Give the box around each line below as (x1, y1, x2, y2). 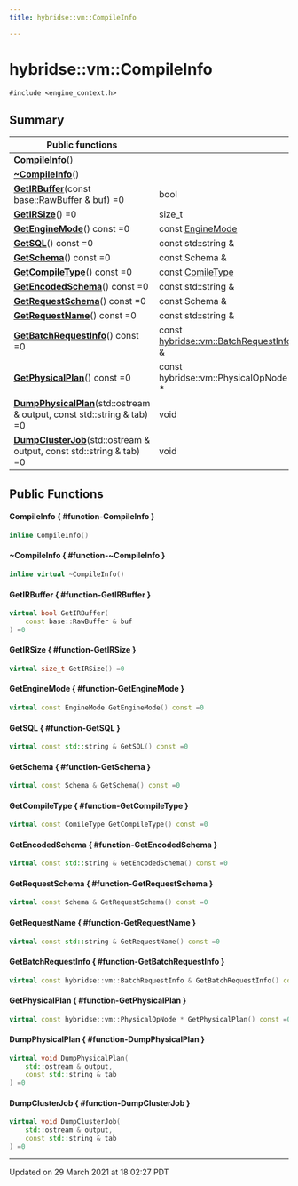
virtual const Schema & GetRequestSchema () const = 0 (9, 898, 208, 907)
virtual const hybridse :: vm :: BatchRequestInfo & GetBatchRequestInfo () (9, 975, 279, 985)
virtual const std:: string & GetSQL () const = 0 (9, 742, 189, 751)
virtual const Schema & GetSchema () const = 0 (9, 781, 180, 790)
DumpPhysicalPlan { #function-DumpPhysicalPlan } (9, 1034, 206, 1045)
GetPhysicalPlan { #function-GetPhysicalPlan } (9, 995, 187, 1006)
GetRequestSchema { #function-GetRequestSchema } (9, 877, 214, 889)
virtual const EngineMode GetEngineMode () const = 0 (9, 703, 204, 712)
